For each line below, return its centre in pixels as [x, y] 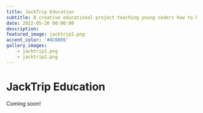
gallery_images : [27, 46]
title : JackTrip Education [40, 12]
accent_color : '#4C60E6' [37, 40]
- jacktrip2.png [38, 57]
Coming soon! [24, 103]
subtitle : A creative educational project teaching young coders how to [100, 18]
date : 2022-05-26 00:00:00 [40, 23]
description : [23, 29]
